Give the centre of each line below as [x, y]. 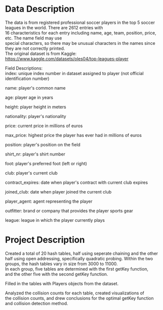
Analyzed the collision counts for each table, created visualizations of [75, 293]
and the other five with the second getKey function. [57, 274]
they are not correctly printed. [35, 48]
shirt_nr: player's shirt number [35, 154]
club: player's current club [31, 173]
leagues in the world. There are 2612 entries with [54, 27]
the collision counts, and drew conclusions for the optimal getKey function [80, 298]
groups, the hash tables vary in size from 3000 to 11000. [62, 264]
